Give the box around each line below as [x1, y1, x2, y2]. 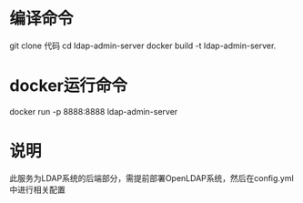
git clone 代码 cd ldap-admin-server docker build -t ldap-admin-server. [9, 40, 277, 51]
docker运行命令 [9, 76, 127, 96]
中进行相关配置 [9, 184, 66, 195]
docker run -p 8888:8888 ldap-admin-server [9, 106, 178, 117]
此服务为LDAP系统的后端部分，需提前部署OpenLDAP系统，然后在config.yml [9, 172, 294, 183]
